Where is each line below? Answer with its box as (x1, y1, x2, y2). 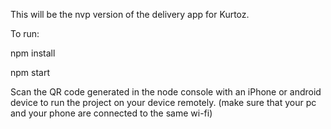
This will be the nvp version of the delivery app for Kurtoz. (10, 9, 250, 20)
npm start (10, 67, 51, 78)
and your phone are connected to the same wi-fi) (10, 107, 213, 119)
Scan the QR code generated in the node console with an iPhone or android (10, 86, 322, 98)
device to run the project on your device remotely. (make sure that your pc (10, 97, 317, 108)
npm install (10, 47, 56, 59)
